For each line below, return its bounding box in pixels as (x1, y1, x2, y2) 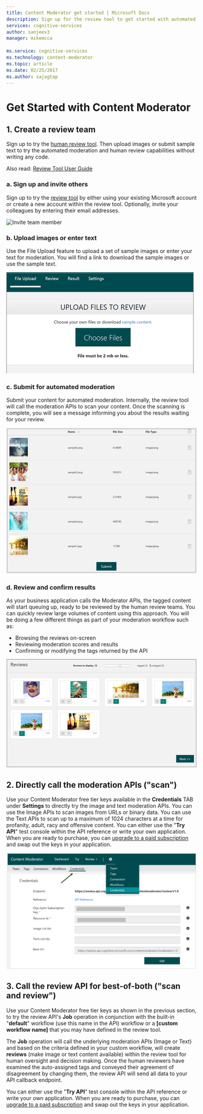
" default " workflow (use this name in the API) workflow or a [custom (6, 1020, 178, 1027)
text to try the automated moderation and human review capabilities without (6, 147, 195, 154)
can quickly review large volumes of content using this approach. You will (6, 610, 189, 617)
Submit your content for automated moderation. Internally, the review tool (6, 396, 189, 404)
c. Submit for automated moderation (6, 382, 115, 391)
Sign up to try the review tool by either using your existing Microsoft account (6, 194, 197, 201)
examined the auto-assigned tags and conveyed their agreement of (6, 1063, 174, 1070)
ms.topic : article (6, 61, 53, 67)
